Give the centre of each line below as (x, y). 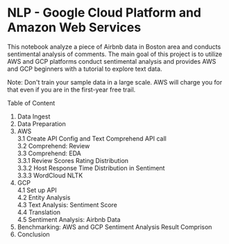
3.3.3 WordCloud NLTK (50, 175)
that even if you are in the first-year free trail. (71, 89)
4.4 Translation (39, 212)
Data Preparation (41, 123)
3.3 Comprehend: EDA (49, 153)
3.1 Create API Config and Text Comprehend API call (92, 138)
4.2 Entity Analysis (44, 197)
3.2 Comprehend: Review (53, 146)
